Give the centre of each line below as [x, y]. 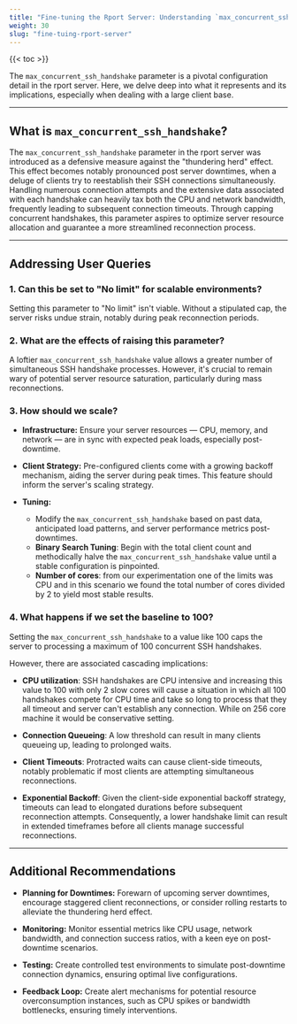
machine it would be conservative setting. [98, 718]
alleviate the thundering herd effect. [87, 912]
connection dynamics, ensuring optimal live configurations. [129, 974]
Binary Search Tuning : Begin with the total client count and [143, 547]
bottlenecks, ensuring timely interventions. [100, 1010]
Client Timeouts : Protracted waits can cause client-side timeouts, [142, 761]
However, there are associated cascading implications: [109, 663]
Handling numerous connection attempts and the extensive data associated [147, 190]
